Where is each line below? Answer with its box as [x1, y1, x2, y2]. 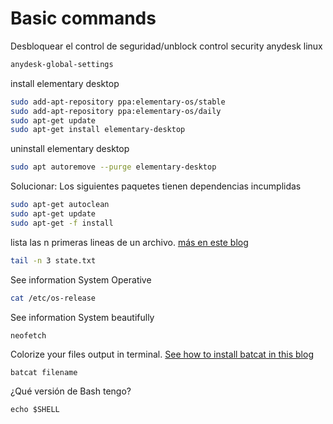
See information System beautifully [10, 311, 155, 323]
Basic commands [10, 7, 157, 30]
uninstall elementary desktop [10, 143, 130, 155]
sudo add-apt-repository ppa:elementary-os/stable [10, 97, 226, 107]
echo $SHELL [10, 405, 60, 415]
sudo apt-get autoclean [10, 200, 110, 210]
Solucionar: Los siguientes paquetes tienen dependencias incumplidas [10, 180, 302, 192]
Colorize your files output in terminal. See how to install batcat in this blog [10, 348, 314, 360]
